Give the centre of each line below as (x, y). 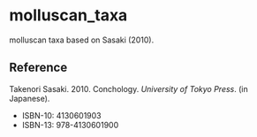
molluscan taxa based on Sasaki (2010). (82, 40)
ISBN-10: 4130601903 (61, 115)
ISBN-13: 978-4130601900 (70, 125)
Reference (38, 68)
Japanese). (30, 98)
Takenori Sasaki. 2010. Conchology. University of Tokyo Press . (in (129, 88)
